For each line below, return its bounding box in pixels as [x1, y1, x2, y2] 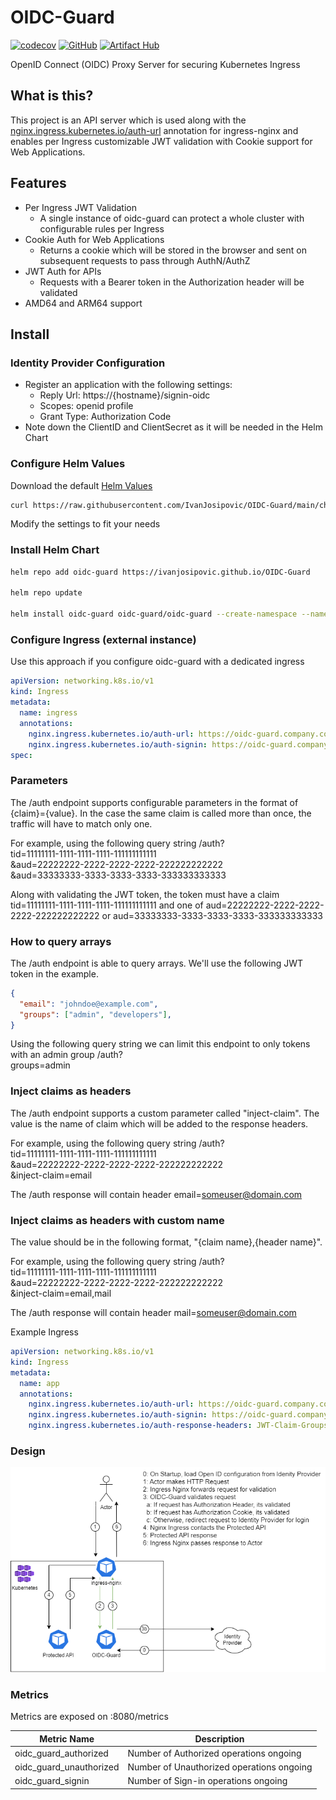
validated [39, 286, 78, 298]
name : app [19, 1378, 60, 1388]
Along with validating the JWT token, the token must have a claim [10, 888, 280, 900]
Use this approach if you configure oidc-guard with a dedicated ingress [10, 656, 305, 668]
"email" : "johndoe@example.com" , [19, 999, 159, 1009]
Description [194, 1732, 245, 1745]
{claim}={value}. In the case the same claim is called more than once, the [10, 807, 312, 819]
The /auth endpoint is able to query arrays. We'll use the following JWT [10, 957, 304, 969]
